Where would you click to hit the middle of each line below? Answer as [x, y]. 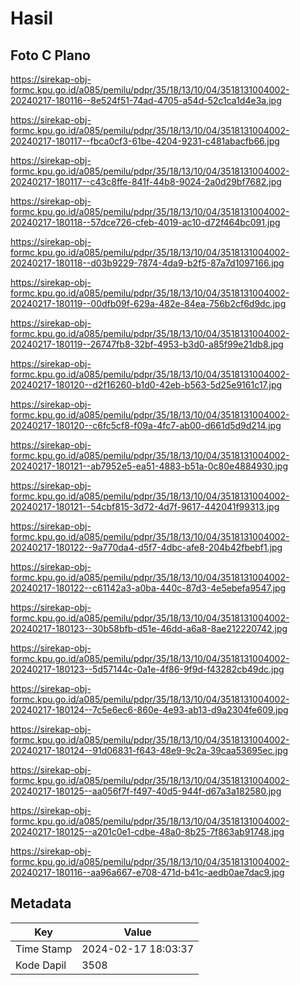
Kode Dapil [41, 965]
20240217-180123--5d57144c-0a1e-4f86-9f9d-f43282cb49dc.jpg [147, 669]
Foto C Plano [50, 55]
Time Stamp [44, 949]
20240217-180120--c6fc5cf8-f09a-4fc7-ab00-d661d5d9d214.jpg [146, 425]
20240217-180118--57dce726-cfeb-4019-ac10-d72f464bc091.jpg [145, 222]
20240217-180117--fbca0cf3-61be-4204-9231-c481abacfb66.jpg [145, 141]
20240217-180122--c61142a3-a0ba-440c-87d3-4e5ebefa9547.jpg [148, 588]
